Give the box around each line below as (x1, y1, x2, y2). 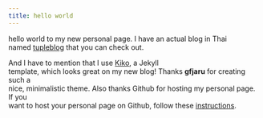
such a (8, 75, 30, 84)
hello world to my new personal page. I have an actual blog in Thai (8, 34, 227, 43)
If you (8, 92, 28, 101)
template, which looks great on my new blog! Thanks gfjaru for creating (8, 66, 246, 76)
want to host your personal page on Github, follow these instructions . (8, 100, 237, 110)
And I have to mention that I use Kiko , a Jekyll (8, 58, 159, 67)
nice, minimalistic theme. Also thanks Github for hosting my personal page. (8, 83, 256, 93)
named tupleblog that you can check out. (8, 42, 144, 52)
